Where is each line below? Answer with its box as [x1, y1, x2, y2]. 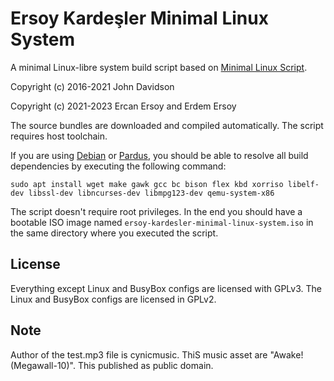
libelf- [287, 179, 320, 189]
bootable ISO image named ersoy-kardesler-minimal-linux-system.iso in [10, 216, 314, 228]
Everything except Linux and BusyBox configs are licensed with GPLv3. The [10, 282, 322, 294]
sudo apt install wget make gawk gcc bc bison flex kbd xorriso [10, 179, 284, 189]
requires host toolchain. [10, 130, 108, 142]
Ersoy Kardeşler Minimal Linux [10, 7, 269, 30]
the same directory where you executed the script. [10, 227, 219, 239]
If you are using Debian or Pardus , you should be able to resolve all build [10, 149, 309, 161]
